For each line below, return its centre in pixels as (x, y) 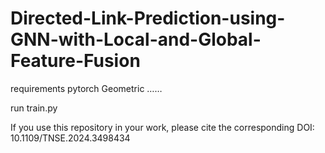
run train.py (34, 108)
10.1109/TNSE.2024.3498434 (70, 138)
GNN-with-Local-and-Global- (136, 39)
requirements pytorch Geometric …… (86, 88)
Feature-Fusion (75, 61)
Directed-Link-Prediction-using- (148, 18)
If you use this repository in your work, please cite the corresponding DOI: (162, 127)
